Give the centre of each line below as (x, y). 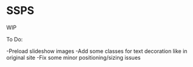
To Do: (15, 39)
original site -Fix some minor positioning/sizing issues (73, 57)
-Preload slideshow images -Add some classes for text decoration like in (97, 51)
